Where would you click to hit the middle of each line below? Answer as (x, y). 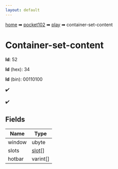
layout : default (22, 10)
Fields (15, 119)
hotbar (16, 159)
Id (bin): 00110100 (24, 79)
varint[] (40, 159)
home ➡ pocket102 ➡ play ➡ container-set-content (59, 25)
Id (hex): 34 (18, 69)
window (17, 142)
